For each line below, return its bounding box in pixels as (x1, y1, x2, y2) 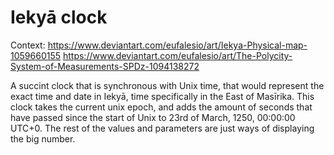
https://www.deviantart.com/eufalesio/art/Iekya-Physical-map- (47, 39, 308, 51)
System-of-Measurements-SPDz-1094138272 (10, 60, 200, 72)
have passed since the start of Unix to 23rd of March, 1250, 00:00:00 (10, 111, 296, 123)
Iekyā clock (10, 6, 108, 29)
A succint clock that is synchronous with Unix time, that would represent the (10, 79, 325, 91)
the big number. (10, 132, 76, 145)
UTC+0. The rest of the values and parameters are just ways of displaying (10, 122, 315, 134)
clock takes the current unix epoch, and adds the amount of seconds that (10, 101, 313, 113)
